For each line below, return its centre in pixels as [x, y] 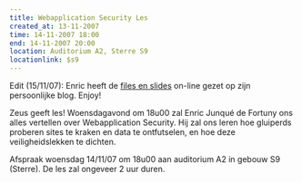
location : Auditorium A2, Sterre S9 [79, 52]
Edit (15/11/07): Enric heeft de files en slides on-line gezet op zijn [130, 86]
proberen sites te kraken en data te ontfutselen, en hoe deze [123, 132]
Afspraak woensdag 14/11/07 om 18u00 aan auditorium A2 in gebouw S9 [145, 159]
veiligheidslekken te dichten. [63, 142]
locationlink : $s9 [44, 60]
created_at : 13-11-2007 [55, 26]
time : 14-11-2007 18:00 [55, 34]
